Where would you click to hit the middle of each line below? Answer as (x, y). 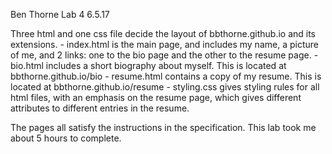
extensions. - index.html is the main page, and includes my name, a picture (164, 44)
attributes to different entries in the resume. (100, 108)
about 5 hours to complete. (66, 138)
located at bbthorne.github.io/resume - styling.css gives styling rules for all (165, 87)
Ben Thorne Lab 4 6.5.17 (60, 14)
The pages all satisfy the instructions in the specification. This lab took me (163, 127)
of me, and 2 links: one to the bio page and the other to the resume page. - (164, 55)
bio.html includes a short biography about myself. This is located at (148, 65)
